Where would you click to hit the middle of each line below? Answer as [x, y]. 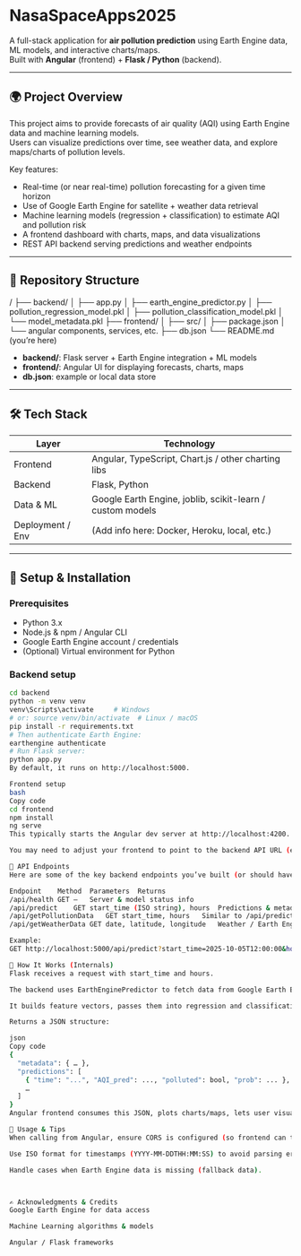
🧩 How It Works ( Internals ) [62, 965]
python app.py [36, 760]
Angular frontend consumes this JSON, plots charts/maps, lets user [140, 1113]
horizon [36, 196]
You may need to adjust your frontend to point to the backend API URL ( [150, 851]
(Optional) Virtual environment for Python [99, 652]
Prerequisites [39, 603]
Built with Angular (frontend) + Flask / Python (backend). [116, 59]
